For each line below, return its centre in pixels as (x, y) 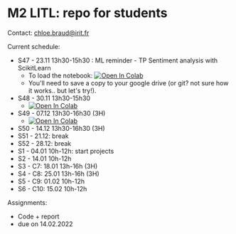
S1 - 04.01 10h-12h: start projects (66, 151)
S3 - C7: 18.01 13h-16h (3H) (58, 166)
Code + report (38, 216)
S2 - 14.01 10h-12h (44, 159)
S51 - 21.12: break (43, 136)
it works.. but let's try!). (62, 90)
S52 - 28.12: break (44, 143)
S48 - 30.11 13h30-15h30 (54, 98)
